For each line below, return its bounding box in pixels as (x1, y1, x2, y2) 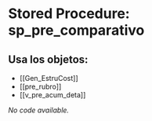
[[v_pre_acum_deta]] (19, 90, 86, 99)
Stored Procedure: (8, 5, 131, 23)
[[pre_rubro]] (19, 82, 62, 91)
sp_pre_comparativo (8, 21, 145, 39)
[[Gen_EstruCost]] (19, 74, 78, 82)
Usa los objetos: (8, 53, 89, 66)
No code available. (8, 105, 69, 115)
